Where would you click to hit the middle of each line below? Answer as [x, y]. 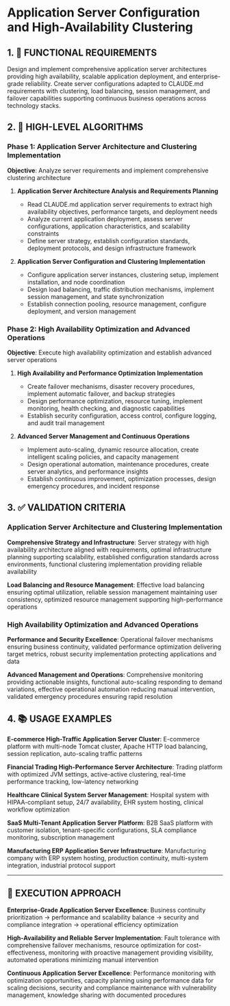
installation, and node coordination [76, 282]
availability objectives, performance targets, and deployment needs [122, 212]
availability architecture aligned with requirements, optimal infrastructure [110, 549]
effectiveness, [27, 952]
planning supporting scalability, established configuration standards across [113, 557]
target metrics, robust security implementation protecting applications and [112, 653]
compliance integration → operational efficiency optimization [93, 924]
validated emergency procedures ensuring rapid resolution [90, 696]
